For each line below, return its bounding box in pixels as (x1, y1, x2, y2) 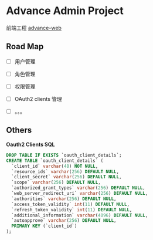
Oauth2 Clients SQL (6, 141, 55, 148)
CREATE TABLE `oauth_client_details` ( (6, 157, 104, 164)
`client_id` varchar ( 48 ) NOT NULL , (11, 163, 98, 169)
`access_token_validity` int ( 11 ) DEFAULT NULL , (11, 201, 130, 207)
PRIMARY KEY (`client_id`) (11, 223, 77, 229)
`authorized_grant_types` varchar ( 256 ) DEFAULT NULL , (11, 185, 145, 191)
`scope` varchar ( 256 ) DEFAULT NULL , (11, 180, 101, 185)
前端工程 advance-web (6, 24, 62, 31)
